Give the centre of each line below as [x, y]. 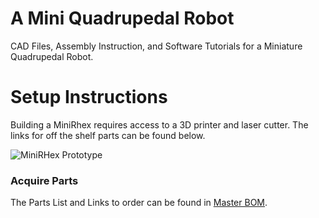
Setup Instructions [89, 97]
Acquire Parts [44, 180]
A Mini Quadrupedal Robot [122, 18]
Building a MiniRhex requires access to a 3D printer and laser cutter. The [159, 124]
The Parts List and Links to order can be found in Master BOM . [139, 203]
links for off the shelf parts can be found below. [108, 135]
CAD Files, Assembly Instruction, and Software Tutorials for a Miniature [156, 46]
